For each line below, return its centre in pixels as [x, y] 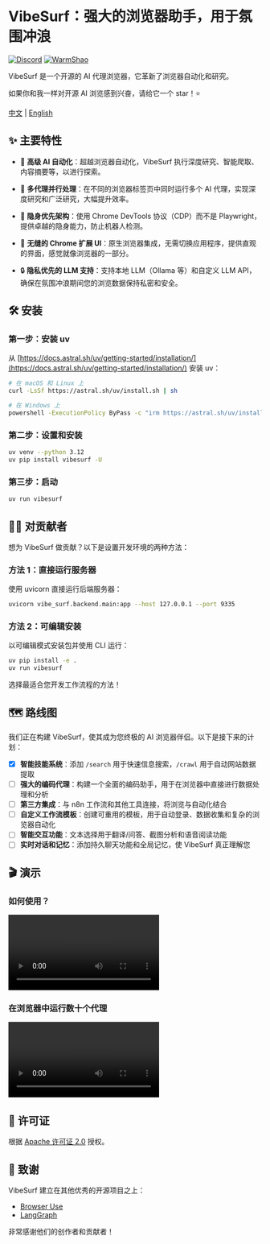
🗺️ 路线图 [33, 712]
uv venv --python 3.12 [46, 453]
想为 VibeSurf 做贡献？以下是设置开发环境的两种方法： [99, 547]
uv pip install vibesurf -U [55, 460]
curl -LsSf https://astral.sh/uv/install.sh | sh [93, 391]
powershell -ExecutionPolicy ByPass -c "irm [84, 413]
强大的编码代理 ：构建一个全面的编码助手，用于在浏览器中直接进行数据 [136, 784]
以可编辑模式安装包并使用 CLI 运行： [69, 646]
